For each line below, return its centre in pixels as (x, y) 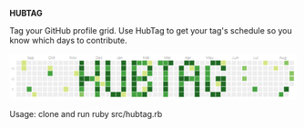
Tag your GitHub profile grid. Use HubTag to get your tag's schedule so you (151, 30)
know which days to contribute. (68, 40)
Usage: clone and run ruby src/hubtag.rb (86, 113)
